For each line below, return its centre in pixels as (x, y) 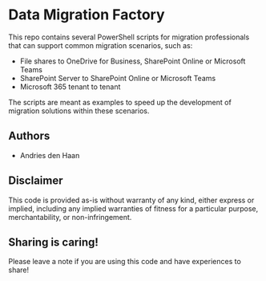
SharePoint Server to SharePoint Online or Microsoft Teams (118, 78)
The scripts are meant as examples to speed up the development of (120, 102)
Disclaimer (36, 181)
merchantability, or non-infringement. (70, 217)
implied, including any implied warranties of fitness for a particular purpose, (133, 208)
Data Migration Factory (87, 15)
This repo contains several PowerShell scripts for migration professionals (129, 37)
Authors (29, 136)
